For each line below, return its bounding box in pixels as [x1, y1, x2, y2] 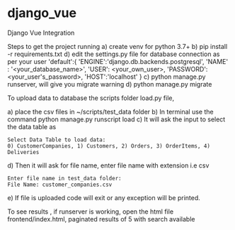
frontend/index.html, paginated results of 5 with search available [7, 214, 195, 223]
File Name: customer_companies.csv [7, 181, 113, 188]
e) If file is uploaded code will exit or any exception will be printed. [7, 193, 200, 202]
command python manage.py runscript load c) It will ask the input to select [7, 115, 226, 124]
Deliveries [7, 148, 40, 155]
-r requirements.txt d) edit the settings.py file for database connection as [7, 50, 220, 58]
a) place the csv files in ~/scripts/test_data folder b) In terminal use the [7, 107, 214, 116]
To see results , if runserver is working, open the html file [7, 207, 174, 216]
